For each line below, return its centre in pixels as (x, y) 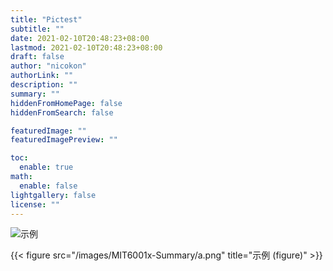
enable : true (46, 167)
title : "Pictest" (46, 19)
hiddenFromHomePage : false (66, 103)
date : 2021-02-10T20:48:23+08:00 (80, 38)
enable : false (48, 186)
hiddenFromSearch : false (62, 112)
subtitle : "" (37, 29)
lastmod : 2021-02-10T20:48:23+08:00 (86, 47)
